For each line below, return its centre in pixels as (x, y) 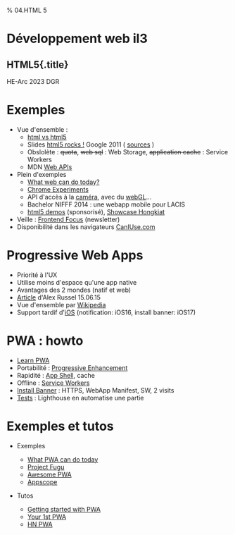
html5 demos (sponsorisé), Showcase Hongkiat (96, 211)
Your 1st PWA (47, 517)
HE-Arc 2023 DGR (33, 81)
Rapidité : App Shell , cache (56, 375)
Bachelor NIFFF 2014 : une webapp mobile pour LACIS (106, 204)
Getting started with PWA (64, 509)
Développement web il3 (77, 39)
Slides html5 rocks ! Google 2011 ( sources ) (91, 144)
